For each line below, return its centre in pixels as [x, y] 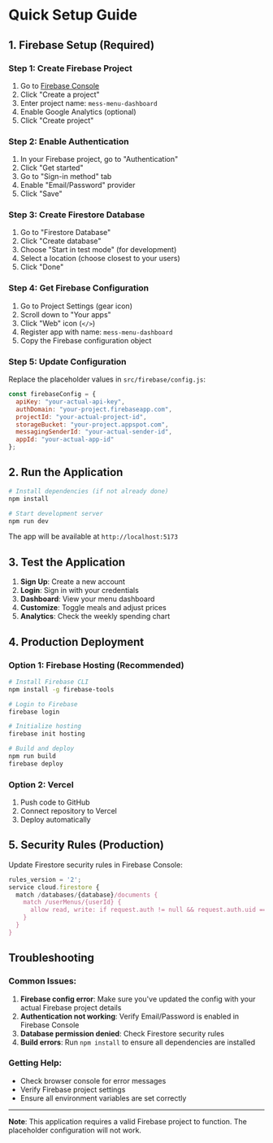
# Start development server [56, 513]
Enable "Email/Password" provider [78, 185]
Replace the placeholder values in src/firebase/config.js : [107, 379]
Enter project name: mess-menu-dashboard [89, 103]
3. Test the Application [67, 562]
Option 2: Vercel [41, 784]
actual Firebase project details [71, 1007]
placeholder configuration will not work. [75, 1130]
